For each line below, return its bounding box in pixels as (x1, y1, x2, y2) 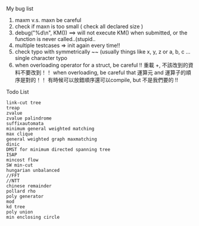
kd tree (6, 204, 26, 210)
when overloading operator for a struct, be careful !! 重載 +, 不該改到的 (14, 62, 189, 68)
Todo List (6, 89, 29, 95)
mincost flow (6, 157, 39, 163)
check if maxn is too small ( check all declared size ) (14, 23, 144, 30)
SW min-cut (6, 162, 33, 168)
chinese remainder (6, 183, 52, 189)
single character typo (14, 55, 67, 61)
